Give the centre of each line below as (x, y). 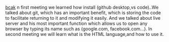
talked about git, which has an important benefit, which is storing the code (83, 13)
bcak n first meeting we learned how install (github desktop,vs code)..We (82, 7)
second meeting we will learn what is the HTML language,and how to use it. (84, 34)
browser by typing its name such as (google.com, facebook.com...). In (79, 29)
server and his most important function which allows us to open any (76, 23)
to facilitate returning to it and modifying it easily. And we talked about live (83, 18)
